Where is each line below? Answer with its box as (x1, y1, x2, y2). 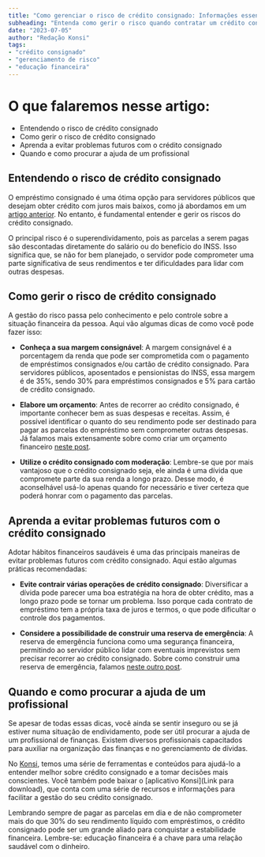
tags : (8, 41, 26, 49)
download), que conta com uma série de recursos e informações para (8, 784, 235, 794)
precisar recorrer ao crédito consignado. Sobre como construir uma (19, 654, 241, 663)
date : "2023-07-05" (8, 26, 73, 34)
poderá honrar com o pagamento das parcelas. (19, 491, 174, 501)
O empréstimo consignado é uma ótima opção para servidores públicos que (8, 192, 256, 202)
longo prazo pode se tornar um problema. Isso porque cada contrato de (19, 597, 253, 606)
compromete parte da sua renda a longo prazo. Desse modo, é (19, 474, 224, 483)
